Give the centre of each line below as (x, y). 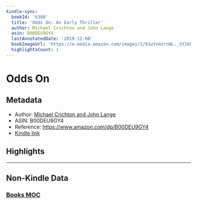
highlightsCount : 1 (35, 50)
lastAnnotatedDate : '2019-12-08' (52, 39)
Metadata (24, 100)
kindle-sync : (22, 11)
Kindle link (27, 133)
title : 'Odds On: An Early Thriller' (57, 22)
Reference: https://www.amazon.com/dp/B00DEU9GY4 (81, 127)
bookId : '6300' (30, 17)
